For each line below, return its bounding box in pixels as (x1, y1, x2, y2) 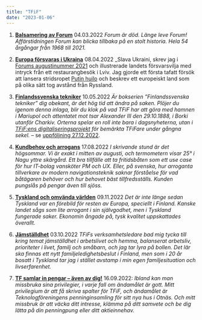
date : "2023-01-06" (6, 14, 55, 21)
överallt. (14, 219, 36, 226)
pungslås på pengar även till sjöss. (14, 182, 103, 189)
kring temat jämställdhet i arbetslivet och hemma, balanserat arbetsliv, (14, 237, 192, 245)
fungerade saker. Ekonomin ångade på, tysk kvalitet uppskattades (14, 213, 181, 220)
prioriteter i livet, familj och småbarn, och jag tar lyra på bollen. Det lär (14, 243, 191, 251)
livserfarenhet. (14, 263, 52, 270)
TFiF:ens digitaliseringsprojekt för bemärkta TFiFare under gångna (14, 125, 181, 132)
